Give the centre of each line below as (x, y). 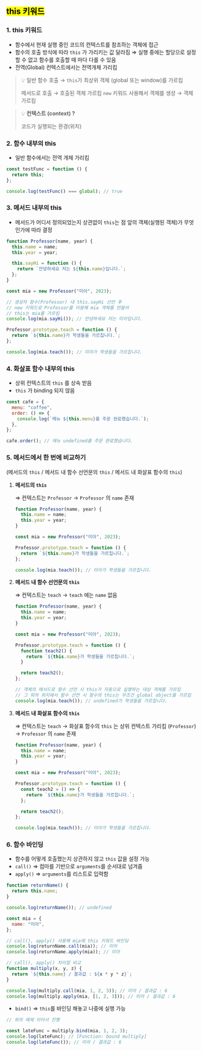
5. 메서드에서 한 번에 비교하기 (46, 458)
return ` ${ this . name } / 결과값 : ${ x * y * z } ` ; (72, 974)
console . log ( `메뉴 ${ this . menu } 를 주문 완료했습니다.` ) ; (83, 419)
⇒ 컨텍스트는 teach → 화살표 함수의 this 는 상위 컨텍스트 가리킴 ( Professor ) (106, 726)
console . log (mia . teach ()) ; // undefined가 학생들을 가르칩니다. (91, 701)
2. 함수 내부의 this (31, 143)
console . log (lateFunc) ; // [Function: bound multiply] (77, 1036)
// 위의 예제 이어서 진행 (33, 1020)
